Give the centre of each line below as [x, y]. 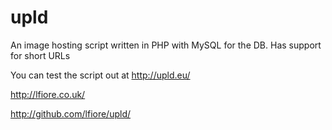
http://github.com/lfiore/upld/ [71, 113]
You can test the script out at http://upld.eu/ [100, 75]
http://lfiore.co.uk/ [48, 94]
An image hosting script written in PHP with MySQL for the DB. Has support [166, 45]
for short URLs [40, 55]
